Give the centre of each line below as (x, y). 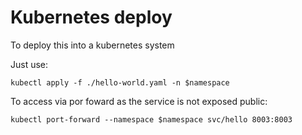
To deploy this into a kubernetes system (92, 45)
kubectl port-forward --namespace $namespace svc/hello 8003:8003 (151, 119)
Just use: (29, 64)
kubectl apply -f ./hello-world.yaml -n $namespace (120, 82)
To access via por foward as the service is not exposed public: (139, 101)
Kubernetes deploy (91, 17)
